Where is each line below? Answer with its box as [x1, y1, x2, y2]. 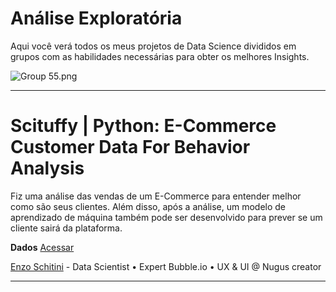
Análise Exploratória [10, 7, 183, 30]
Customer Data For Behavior [10, 136, 251, 159]
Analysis [10, 157, 85, 180]
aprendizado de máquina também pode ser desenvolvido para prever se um [10, 211, 323, 223]
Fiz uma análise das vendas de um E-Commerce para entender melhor [10, 190, 302, 202]
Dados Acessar [10, 241, 75, 253]
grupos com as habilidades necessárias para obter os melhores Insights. [10, 50, 310, 62]
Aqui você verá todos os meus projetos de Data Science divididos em [10, 40, 297, 52]
